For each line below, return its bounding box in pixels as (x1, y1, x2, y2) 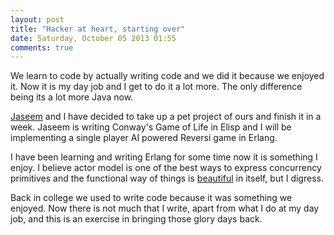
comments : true (10, 42, 74, 53)
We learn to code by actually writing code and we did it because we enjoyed (10, 70, 325, 82)
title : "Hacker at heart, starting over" (10, 24, 186, 34)
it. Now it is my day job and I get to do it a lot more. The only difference (10, 81, 303, 93)
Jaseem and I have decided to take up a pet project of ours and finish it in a (10, 111, 322, 123)
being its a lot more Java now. (10, 91, 134, 103)
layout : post (10, 14, 65, 25)
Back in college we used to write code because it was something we (10, 192, 293, 204)
